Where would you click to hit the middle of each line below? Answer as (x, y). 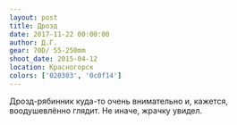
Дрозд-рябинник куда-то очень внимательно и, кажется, (118, 101)
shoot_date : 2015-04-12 (54, 59)
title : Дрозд (34, 26)
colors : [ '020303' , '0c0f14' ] (66, 76)
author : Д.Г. (34, 42)
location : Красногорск (51, 68)
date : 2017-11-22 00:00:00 (59, 34)
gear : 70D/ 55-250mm (48, 51)
